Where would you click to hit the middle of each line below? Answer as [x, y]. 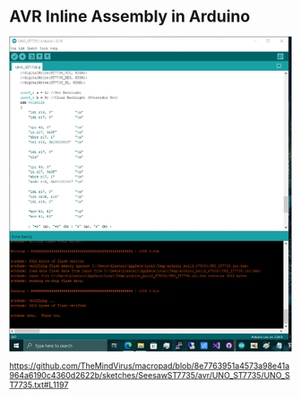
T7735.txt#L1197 [39, 385]
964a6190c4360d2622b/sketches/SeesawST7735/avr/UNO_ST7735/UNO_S [150, 375]
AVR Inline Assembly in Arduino [130, 17]
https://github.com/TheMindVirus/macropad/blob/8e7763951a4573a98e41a [150, 366]
